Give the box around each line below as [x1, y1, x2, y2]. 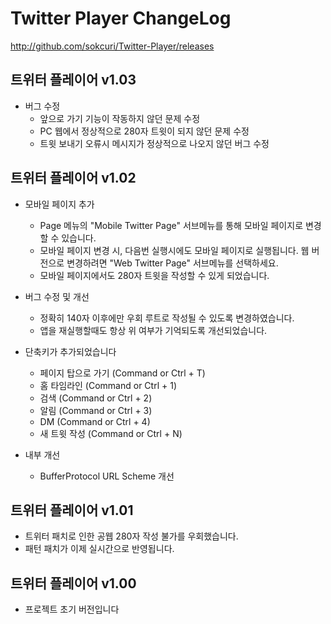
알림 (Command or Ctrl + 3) [39, 404, 153, 416]
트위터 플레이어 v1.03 [10, 72, 137, 89]
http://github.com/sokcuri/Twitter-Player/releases [10, 40, 215, 52]
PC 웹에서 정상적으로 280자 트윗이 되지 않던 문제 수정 [39, 125, 250, 137]
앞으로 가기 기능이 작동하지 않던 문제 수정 [39, 112, 201, 124]
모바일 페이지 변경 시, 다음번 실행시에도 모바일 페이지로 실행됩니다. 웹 [39, 244, 310, 256]
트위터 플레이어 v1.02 [10, 170, 137, 187]
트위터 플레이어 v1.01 [10, 502, 134, 519]
